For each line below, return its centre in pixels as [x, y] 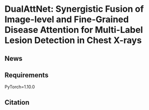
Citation [17, 102]
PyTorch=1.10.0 [20, 87]
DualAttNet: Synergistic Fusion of [74, 9]
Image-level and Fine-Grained [67, 19]
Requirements [26, 75]
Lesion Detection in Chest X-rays [73, 41]
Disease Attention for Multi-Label [74, 30]
